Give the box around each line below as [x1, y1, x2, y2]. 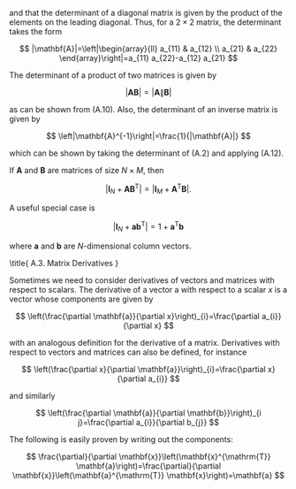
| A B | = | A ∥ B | [125, 88, 172, 97]
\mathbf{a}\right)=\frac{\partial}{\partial [75, 460, 222, 471]
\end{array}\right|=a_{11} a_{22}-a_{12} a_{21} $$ [58, 53, 239, 63]
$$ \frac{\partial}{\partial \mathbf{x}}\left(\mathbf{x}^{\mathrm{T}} [26, 451, 271, 462]
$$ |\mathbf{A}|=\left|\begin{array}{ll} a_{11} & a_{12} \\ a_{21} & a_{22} [19, 43, 278, 54]
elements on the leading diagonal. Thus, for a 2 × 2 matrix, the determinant [9, 17, 282, 27]
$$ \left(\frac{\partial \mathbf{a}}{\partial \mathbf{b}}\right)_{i [34, 407, 262, 418]
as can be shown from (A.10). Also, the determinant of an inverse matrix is [9, 104, 278, 114]
